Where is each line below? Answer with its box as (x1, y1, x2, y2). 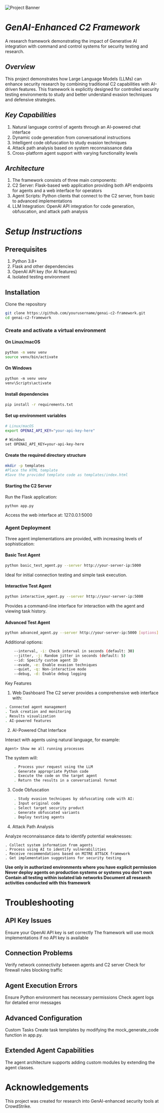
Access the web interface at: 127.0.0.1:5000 (5, 512, 93, 518)
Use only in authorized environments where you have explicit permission (5, 864, 157, 870)
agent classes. (5, 1064, 35, 1070)
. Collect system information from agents (5, 842, 93, 847)
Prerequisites (5, 245, 47, 253)
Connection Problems (5, 949, 73, 957)
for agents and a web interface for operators (12, 188, 102, 194)
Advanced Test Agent (5, 619, 50, 625)
